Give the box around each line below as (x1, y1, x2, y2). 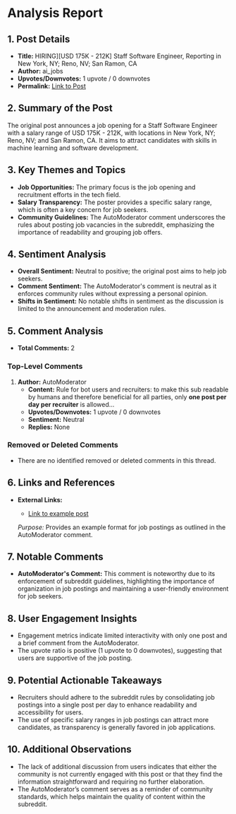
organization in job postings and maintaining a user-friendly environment (17, 584, 229, 593)
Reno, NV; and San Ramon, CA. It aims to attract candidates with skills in (7, 136, 217, 144)
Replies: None (27, 423, 70, 431)
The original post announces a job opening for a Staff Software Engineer (7, 121, 218, 129)
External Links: (17, 495, 63, 504)
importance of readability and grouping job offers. (17, 228, 163, 236)
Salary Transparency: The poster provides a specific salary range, (17, 198, 213, 206)
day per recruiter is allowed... (27, 400, 115, 408)
